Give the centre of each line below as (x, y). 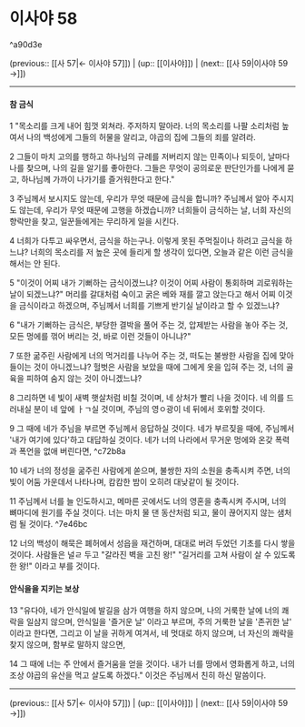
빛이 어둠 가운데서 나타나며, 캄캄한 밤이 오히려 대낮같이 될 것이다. (124, 482)
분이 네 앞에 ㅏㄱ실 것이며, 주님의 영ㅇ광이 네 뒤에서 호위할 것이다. (149, 409)
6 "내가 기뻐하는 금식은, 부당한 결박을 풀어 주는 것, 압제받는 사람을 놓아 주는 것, (149, 325)
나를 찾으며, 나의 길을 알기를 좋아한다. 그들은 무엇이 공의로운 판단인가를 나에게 (148, 168)
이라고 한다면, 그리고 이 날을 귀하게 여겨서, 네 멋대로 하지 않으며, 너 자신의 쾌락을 (152, 633)
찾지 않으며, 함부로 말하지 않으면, (68, 645)
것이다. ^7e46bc (58, 524)
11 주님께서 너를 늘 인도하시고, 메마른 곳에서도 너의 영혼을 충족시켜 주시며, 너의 (148, 501)
